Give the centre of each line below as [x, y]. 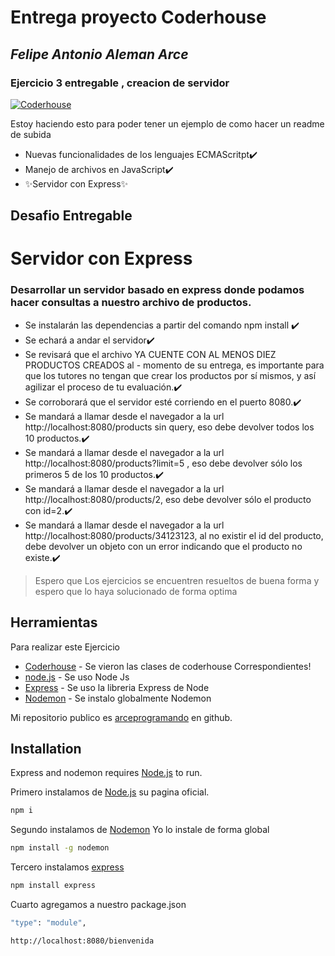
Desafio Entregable [71, 216]
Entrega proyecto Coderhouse [138, 17]
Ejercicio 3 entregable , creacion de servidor [120, 83]
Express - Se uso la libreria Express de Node [117, 687]
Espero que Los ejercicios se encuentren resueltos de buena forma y [177, 580]
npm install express [53, 886]
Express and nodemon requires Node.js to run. [106, 773]
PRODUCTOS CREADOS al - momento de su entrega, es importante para [174, 365]
